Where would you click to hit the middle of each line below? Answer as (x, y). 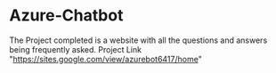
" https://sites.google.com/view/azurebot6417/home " (106, 59)
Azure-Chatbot (66, 16)
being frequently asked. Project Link (76, 49)
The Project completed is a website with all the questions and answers (138, 40)
